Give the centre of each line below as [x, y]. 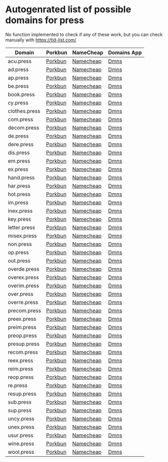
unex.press [21, 427]
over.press [21, 294]
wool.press [21, 452]
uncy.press [21, 419]
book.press [21, 94]
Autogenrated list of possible [68, 9]
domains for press [45, 20]
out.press [19, 260]
